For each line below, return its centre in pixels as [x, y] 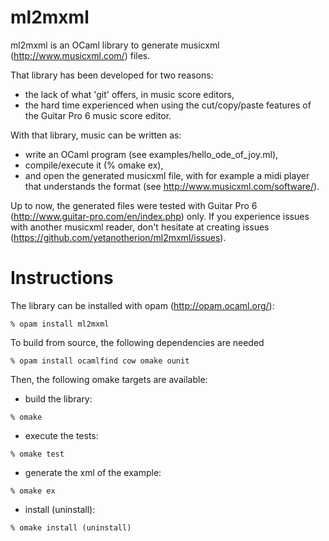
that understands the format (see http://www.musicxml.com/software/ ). [172, 186]
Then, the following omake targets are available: [109, 379]
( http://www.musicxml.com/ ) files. [80, 55]
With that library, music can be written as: [96, 135]
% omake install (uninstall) [71, 527]
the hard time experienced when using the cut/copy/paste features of [168, 105]
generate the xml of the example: [93, 472]
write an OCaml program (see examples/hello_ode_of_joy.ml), [151, 154]
